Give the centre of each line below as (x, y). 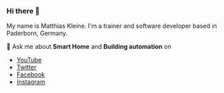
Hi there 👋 (23, 11)
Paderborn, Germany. (37, 33)
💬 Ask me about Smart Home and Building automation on (89, 47)
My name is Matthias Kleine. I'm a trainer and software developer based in (112, 26)
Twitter (27, 68)
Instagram (31, 82)
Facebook (31, 74)
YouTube (29, 60)
